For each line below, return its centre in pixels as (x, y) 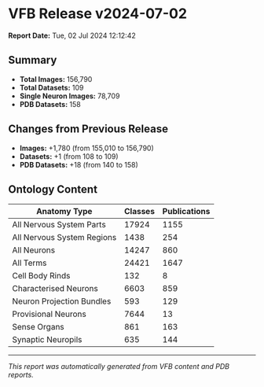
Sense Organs (38, 327)
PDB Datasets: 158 (50, 104)
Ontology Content (53, 189)
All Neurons (34, 250)
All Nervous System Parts (59, 225)
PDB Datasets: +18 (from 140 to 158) (79, 164)
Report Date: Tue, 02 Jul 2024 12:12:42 (72, 35)
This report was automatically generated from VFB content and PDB (119, 367)
